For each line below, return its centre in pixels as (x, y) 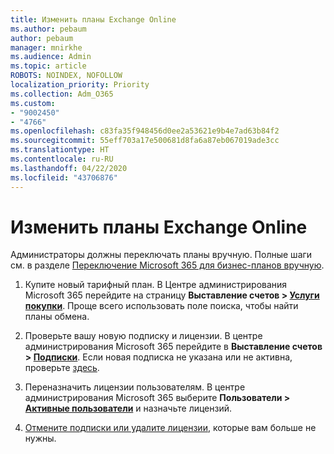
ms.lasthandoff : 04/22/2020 (69, 168)
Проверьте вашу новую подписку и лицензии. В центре (143, 336)
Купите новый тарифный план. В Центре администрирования (156, 285)
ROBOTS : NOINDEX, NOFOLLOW (66, 76)
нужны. (40, 438)
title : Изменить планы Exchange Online (93, 19)
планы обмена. (57, 317)
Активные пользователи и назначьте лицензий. (128, 408)
